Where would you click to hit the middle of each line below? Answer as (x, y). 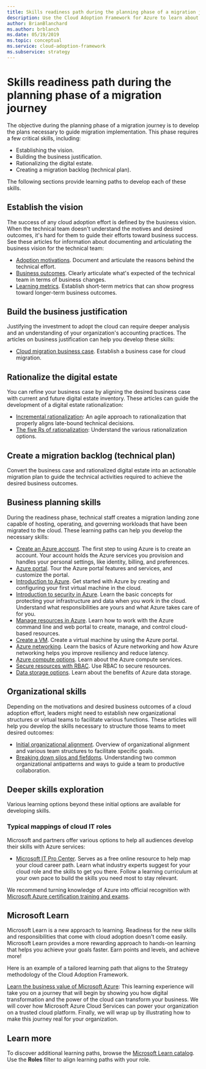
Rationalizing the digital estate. (54, 163)
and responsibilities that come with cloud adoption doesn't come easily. (97, 937)
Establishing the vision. (45, 150)
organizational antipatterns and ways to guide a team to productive (100, 764)
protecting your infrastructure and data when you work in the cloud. (101, 600)
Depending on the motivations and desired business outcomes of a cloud (99, 706)
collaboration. (33, 770)
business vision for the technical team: (56, 248)
